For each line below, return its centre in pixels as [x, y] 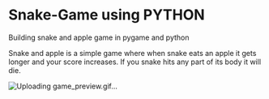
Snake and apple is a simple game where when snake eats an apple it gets [132, 53]
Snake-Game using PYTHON [107, 15]
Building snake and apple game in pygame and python [99, 37]
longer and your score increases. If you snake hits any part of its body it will [135, 62]
